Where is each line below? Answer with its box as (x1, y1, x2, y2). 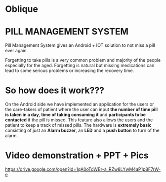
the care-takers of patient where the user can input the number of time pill (5, 107, 158, 112)
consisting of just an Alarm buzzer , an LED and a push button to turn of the (5, 127, 160, 134)
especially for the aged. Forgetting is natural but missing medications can (5, 63, 155, 69)
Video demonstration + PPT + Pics (5, 150, 149, 161)
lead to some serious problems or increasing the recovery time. (5, 68, 134, 73)
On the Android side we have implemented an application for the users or (5, 101, 154, 107)
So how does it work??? (5, 85, 105, 96)
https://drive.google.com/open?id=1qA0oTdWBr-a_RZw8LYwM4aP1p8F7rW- (5, 166, 161, 172)
